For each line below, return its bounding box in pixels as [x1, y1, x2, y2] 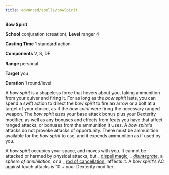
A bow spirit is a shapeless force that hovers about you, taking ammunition [5, 89, 160, 96]
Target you [5, 70, 29, 76]
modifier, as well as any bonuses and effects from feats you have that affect [5, 116, 163, 123]
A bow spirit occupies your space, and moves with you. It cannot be [5, 147, 146, 154]
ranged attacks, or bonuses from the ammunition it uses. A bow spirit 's [5, 122, 153, 128]
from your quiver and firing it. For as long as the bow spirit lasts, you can [5, 95, 156, 101]
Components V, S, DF [5, 50, 51, 56]
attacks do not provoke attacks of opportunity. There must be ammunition [5, 127, 159, 133]
